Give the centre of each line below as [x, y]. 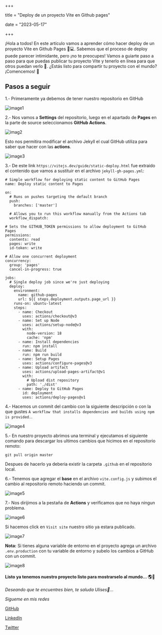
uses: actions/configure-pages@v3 [57, 363]
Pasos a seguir [28, 87]
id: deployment [38, 393]
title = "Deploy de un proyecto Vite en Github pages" [58, 15]
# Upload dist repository [53, 380]
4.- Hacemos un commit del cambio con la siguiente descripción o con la [78, 406]
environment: [27, 291]
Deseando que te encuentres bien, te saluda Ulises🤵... [59, 590]
